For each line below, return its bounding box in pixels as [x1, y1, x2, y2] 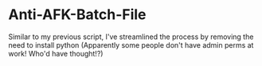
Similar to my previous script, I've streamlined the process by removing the [8, 32, 254, 41]
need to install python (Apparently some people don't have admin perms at [8, 40, 254, 49]
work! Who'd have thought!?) [8, 49, 104, 58]
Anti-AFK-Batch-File [8, 6, 147, 24]
